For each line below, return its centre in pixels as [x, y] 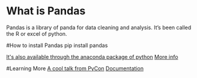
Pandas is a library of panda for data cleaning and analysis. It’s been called [99, 27]
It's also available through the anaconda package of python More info [92, 57]
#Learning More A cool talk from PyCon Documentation [75, 68]
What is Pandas [46, 11]
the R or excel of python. [37, 33]
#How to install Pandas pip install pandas [57, 45]
